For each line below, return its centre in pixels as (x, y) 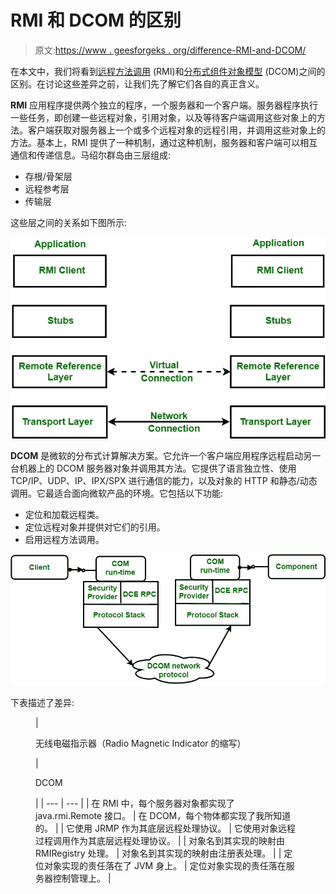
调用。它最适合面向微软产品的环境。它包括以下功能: (117, 493)
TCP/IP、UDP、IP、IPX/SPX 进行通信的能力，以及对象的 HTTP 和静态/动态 (164, 481)
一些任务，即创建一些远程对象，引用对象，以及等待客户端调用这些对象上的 (163, 117)
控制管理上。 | (82, 878)
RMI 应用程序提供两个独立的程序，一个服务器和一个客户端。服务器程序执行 (164, 105)
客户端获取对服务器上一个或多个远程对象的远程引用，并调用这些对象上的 (176, 130)
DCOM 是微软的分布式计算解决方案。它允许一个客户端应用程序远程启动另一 (166, 456)
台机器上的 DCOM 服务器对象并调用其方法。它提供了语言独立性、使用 (153, 468)
